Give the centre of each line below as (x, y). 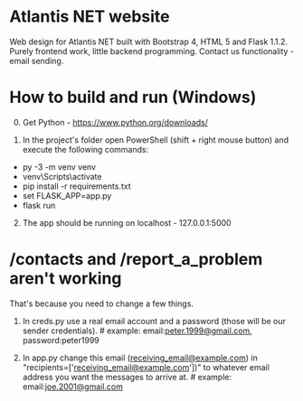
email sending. (37, 61)
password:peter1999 (61, 340)
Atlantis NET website (90, 17)
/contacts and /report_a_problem (136, 260)
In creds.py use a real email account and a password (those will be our (154, 321)
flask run (39, 205)
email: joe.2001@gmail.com (73, 387)
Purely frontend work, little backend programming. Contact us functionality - (152, 51)
